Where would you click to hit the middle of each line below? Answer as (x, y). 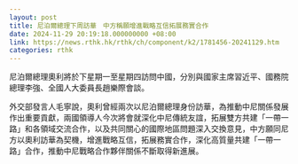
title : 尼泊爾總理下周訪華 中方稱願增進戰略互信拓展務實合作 (109, 26)
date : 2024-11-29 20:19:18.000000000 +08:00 (93, 34)
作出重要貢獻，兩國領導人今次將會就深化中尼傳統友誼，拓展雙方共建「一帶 (145, 118)
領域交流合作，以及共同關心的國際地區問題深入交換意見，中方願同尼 (164, 129)
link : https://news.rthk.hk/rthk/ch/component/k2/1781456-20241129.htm (144, 42)
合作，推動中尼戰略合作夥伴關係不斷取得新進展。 (114, 151)
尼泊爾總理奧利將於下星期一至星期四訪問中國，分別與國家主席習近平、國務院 (149, 77)
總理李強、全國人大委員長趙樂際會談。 (79, 88)
